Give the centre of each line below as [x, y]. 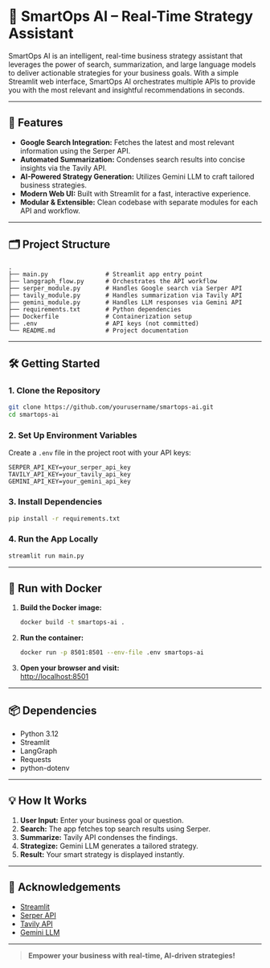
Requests [35, 760]
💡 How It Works [48, 801]
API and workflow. [50, 210]
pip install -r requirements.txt [64, 518]
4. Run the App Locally [53, 539]
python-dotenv [45, 768]
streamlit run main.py [46, 556]
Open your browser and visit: [70, 668]
